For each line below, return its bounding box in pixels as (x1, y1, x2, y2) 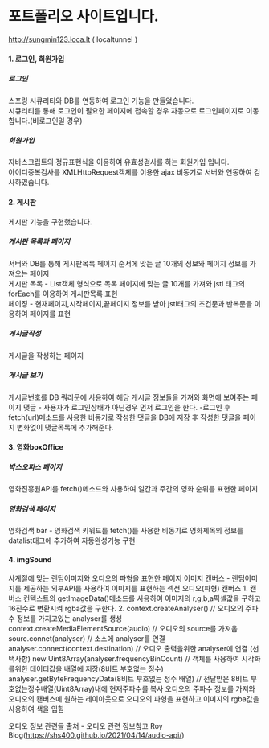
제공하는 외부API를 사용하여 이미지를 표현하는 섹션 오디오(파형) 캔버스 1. (22, 584, 249, 594)
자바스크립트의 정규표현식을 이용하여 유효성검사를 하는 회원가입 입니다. (8, 158, 230, 167)
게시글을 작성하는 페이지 (8, 351, 84, 360)
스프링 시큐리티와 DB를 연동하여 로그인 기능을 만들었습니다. (8, 96, 194, 105)
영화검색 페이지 (8, 503, 56, 513)
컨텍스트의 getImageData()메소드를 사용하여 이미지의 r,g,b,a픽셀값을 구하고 (22, 594, 261, 603)
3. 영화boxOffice (8, 442, 64, 452)
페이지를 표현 (29, 309, 71, 319)
